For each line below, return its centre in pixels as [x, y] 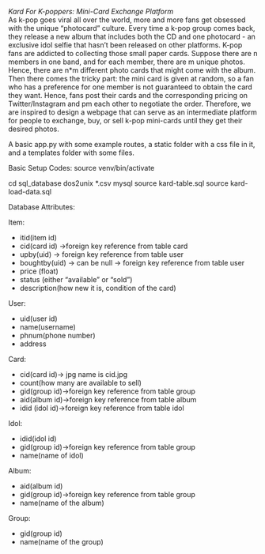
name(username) [48, 327]
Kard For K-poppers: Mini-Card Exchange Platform [91, 11]
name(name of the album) [62, 503]
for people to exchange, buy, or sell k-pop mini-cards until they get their [125, 121]
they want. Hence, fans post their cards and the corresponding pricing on [128, 95]
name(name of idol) [52, 455]
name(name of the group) [62, 542]
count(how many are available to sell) [81, 383]
